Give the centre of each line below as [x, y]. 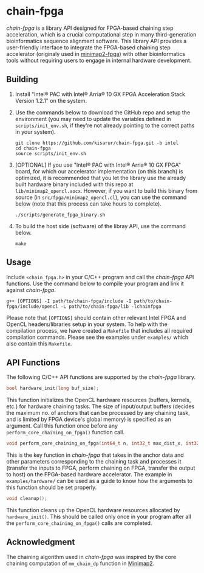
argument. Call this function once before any [62, 426]
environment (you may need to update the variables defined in [93, 119]
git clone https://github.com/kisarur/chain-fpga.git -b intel [97, 143]
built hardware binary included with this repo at [74, 184]
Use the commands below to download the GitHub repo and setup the [103, 112]
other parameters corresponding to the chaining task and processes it [94, 462]
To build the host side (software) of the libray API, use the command [100, 226]
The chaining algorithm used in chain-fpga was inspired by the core [91, 557]
